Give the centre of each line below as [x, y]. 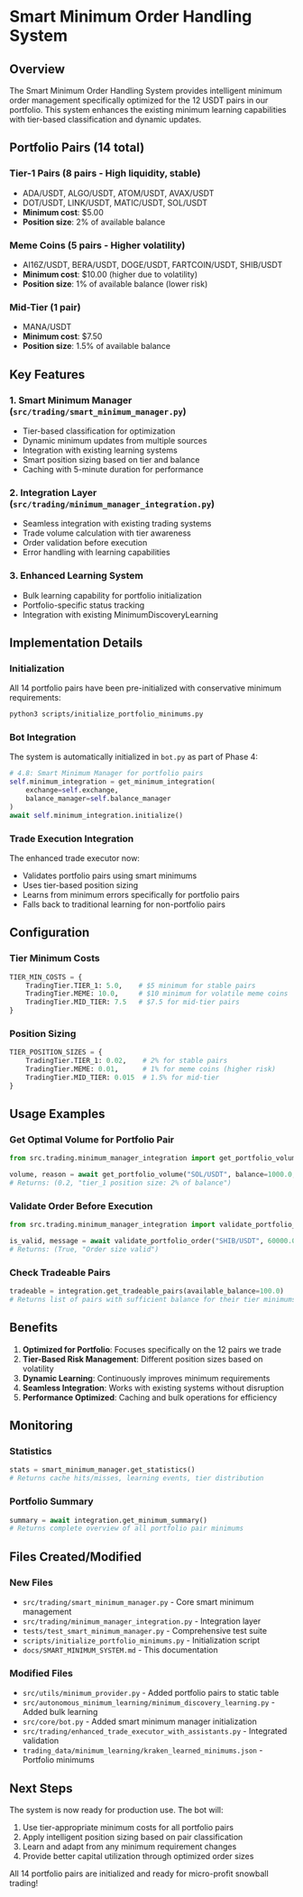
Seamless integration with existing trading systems [117, 524]
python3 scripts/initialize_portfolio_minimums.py [106, 714]
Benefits [34, 1328]
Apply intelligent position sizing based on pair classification [133, 1837]
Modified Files [41, 1672]
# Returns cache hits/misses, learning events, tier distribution [137, 1479]
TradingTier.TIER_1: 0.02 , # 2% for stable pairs [127, 1061]
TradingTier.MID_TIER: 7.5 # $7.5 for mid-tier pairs [133, 1003]
